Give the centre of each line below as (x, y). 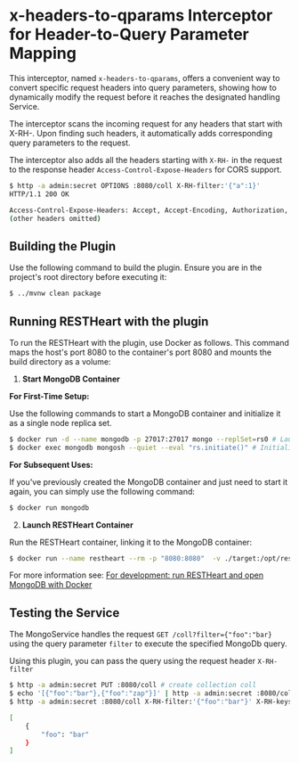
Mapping (43, 53)
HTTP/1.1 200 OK (39, 194)
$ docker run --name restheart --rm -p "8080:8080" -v (115, 558)
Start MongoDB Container (71, 379)
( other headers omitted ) (55, 218)
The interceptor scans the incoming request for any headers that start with (146, 123)
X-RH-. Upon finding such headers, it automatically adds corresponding (141, 133)
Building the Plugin (63, 246)
